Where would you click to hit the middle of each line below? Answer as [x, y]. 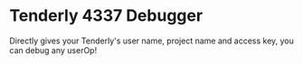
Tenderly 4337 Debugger [106, 16]
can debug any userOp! [53, 50]
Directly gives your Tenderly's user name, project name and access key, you [151, 41]
